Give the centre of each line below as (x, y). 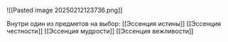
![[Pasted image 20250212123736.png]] (65, 10)
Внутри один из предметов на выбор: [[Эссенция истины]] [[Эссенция (114, 23)
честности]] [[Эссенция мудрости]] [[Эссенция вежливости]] (100, 31)
